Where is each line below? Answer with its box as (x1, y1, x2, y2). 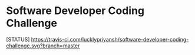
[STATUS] (6, 36, 30, 43)
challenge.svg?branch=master (6, 42, 80, 49)
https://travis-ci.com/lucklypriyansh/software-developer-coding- (31, 36, 189, 43)
